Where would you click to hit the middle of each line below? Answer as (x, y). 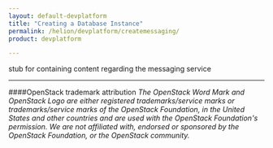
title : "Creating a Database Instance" (76, 24)
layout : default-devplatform (58, 16)
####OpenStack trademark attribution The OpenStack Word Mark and (127, 92)
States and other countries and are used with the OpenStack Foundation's (133, 118)
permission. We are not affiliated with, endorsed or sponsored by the (124, 127)
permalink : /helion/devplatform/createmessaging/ (94, 31)
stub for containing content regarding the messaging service (110, 69)
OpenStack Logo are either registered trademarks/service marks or (121, 101)
